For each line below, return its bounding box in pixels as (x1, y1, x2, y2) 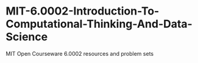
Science (5, 30, 48, 44)
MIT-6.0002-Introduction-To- (5, 4, 160, 18)
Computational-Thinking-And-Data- (5, 17, 193, 31)
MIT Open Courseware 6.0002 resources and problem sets (5, 50, 154, 57)
